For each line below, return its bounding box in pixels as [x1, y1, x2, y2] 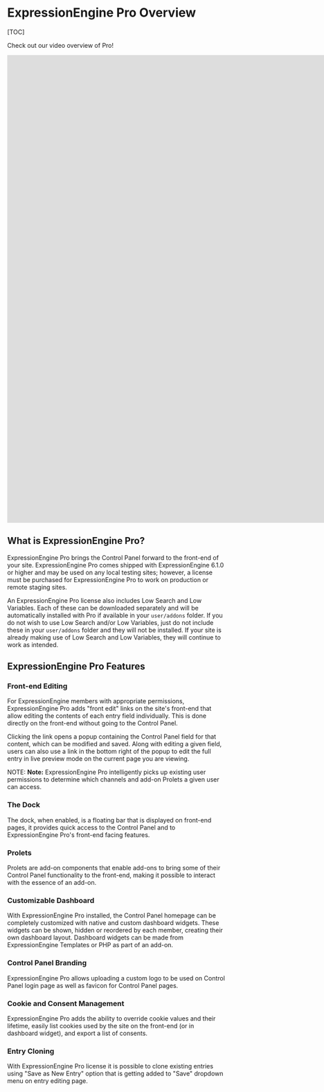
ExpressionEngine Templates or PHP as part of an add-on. [7, 941, 174, 949]
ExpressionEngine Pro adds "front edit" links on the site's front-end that [7, 705, 212, 713]
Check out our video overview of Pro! [7, 41, 114, 49]
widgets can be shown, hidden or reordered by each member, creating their [7, 926, 224, 935]
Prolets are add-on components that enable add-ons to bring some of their [7, 864, 221, 872]
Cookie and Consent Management [7, 998, 125, 1008]
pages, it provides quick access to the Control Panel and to [7, 823, 176, 831]
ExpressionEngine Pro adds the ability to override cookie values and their [7, 1014, 216, 1023]
